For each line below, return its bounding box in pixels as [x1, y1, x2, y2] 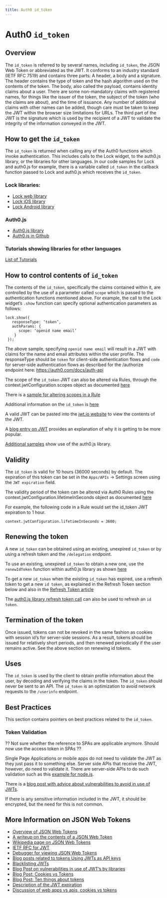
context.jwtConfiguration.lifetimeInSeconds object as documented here [5, 494, 152, 500]
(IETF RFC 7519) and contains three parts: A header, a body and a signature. [5, 72, 162, 78]
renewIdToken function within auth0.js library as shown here [5, 566, 127, 572]
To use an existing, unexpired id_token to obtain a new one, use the [5, 560, 144, 567]
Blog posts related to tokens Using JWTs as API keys [12, 855, 121, 862]
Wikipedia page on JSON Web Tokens [12, 840, 91, 846]
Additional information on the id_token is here [5, 402, 99, 408]
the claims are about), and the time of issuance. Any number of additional [5, 99, 156, 105]
